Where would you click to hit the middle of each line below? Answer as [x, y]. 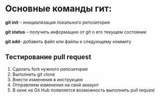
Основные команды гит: [58, 9]
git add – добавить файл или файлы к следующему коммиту [68, 41]
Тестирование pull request [48, 57]
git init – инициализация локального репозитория [58, 22]
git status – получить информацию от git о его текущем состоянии [76, 32]
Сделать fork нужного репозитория [50, 69]
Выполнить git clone [34, 74]
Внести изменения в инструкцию [48, 79]
